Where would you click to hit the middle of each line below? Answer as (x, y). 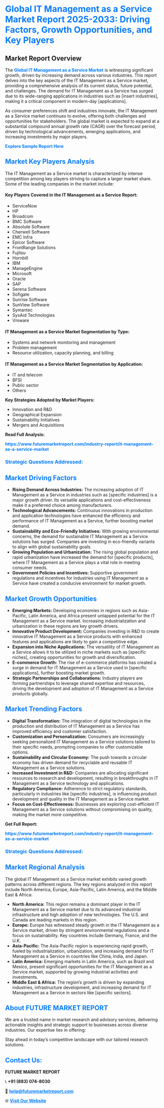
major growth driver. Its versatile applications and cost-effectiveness (81, 500)
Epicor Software (28, 242)
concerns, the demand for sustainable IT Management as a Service (80, 537)
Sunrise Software (30, 300)
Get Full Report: (21, 824)
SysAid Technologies (34, 315)
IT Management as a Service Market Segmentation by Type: (67, 331)
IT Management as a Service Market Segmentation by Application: (74, 364)
